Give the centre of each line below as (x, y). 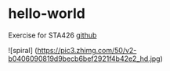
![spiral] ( (23, 50)
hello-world (47, 14)
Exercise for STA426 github (52, 35)
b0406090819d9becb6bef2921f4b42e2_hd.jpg (84, 59)
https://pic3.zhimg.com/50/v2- (87, 50)
